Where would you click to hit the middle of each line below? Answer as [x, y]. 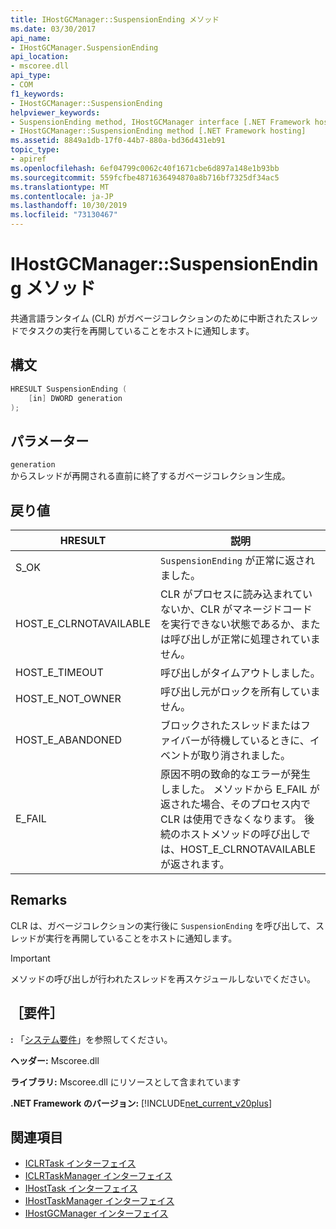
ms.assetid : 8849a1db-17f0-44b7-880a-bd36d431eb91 [118, 141]
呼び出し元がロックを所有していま [240, 691]
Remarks [39, 900]
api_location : [40, 57]
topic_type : [35, 150]
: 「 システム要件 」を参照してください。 [91, 1039]
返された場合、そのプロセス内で [236, 804]
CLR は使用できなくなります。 [231, 819]
